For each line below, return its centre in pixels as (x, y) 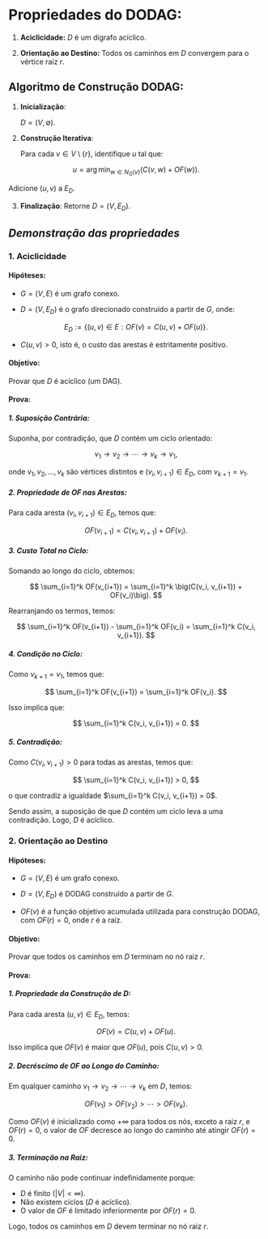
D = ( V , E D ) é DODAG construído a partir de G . (97, 895)
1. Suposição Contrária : (49, 418)
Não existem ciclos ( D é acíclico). (76, 1202)
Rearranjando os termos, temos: (62, 611)
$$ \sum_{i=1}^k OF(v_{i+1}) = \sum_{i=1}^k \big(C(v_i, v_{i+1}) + (136, 587)
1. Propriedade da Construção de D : (70, 994)
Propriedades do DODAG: (95, 15)
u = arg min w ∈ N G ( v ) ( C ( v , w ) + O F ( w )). (136, 171)
